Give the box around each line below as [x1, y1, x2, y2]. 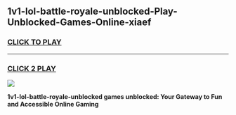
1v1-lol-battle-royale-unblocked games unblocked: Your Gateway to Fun [7, 92, 223, 100]
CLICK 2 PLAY [7, 63, 56, 73]
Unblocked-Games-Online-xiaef [7, 17, 152, 29]
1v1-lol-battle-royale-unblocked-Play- [7, 6, 178, 17]
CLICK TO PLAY [7, 38, 62, 47]
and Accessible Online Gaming [7, 100, 99, 108]
